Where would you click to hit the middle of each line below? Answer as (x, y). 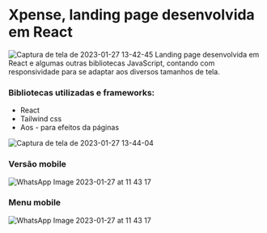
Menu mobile (35, 202)
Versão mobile (38, 164)
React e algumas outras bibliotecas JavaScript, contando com (112, 63)
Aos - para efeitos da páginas (70, 128)
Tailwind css (41, 119)
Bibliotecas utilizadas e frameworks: (82, 92)
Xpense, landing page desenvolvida (131, 15)
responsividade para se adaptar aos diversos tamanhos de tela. (114, 71)
